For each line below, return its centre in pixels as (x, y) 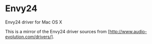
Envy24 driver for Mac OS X (34, 22)
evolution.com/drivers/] (29, 37)
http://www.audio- (128, 31)
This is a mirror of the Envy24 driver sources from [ (57, 31)
